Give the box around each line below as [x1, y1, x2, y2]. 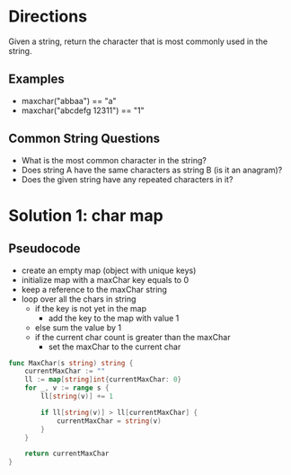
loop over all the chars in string [21, 294, 137, 304]
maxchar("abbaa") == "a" [21, 95, 118, 106]
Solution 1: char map [8, 205, 163, 225]
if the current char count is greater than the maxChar [34, 331, 231, 342]
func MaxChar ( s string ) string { [8, 358, 134, 367]
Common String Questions [8, 131, 161, 146]
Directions [8, 6, 87, 27]
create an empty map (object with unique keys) [21, 265, 197, 276]
